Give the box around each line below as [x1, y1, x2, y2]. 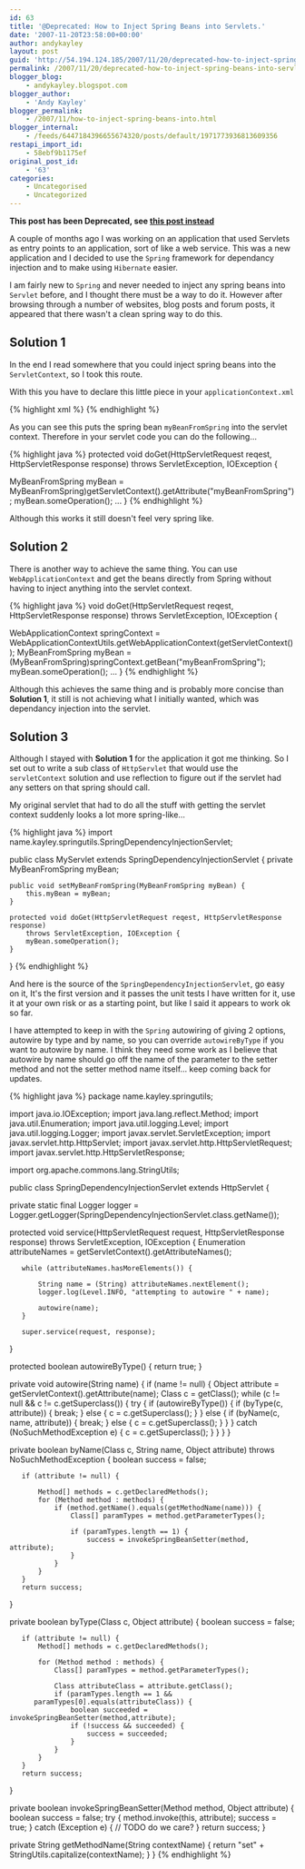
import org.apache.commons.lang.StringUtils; [9, 1164, 180, 1176]
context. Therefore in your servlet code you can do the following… [9, 430, 257, 441]
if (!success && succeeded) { [70, 1722, 184, 1731]
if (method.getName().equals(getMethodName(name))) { [54, 1504, 261, 1513]
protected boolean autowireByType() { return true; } [9, 1361, 202, 1372]
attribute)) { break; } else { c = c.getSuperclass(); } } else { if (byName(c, [9, 1408, 280, 1419]
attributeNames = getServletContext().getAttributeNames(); [9, 1246, 232, 1258]
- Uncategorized [25, 191, 88, 200]
